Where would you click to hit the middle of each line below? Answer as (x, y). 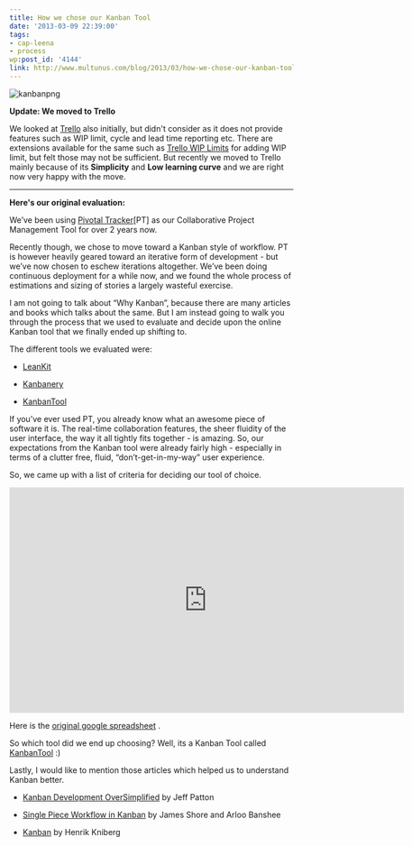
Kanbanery (43, 383)
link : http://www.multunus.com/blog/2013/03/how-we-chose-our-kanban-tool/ (155, 69)
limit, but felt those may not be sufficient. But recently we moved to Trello (145, 157)
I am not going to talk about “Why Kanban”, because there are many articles (150, 302)
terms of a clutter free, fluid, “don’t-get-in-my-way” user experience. (137, 457)
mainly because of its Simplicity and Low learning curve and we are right (146, 167)
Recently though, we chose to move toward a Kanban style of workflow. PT (149, 247)
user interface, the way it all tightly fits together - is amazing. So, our (137, 437)
